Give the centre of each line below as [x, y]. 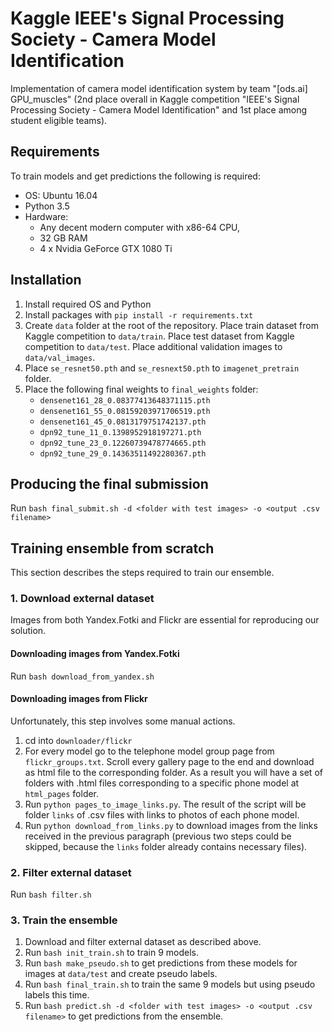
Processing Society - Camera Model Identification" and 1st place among [159, 109]
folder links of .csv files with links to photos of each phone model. [162, 814]
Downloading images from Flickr [79, 699]
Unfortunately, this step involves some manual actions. [123, 721]
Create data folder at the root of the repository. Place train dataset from [171, 325]
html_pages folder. [62, 793]
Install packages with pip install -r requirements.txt [139, 314]
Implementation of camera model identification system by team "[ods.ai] [159, 88]
